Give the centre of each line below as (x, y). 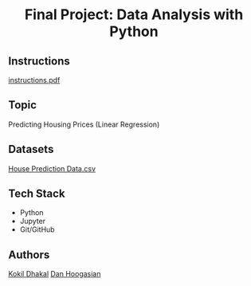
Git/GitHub (37, 229)
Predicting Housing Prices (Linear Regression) (84, 124)
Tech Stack (37, 194)
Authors (29, 255)
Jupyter (33, 221)
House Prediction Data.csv (52, 168)
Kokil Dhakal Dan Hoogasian (55, 274)
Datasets (31, 149)
